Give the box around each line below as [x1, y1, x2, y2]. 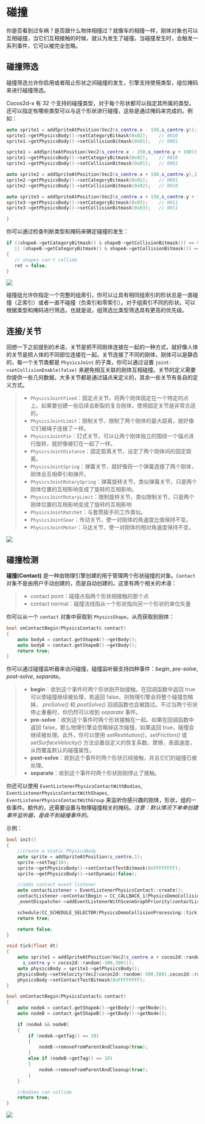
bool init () [6, 837, 36, 843]
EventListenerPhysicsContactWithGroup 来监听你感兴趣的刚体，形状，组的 [6, 797, 192, 804]
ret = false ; [14, 262, 47, 268]
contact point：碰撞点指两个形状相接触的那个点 [30, 593, 149, 599]
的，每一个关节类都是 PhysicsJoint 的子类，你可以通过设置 [6, 358, 154, 366]
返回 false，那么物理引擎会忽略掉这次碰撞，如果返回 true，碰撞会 [30, 724, 195, 731]
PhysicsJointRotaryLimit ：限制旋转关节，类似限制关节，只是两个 [30, 494, 195, 501]
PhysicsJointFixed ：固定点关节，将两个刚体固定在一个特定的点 [30, 394, 189, 402]
